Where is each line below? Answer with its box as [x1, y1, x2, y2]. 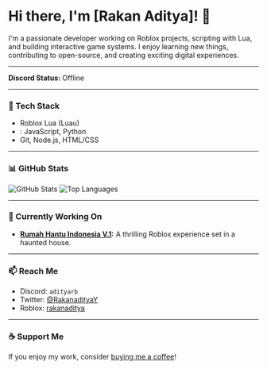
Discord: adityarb [19, 286, 78, 296]
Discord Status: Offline [8, 73, 85, 83]
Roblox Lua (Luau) [19, 118, 80, 128]
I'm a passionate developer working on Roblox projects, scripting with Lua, [8, 33, 253, 43]
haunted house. [19, 237, 72, 247]
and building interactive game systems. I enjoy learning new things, [8, 41, 229, 51]
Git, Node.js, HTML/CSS [19, 135, 99, 145]
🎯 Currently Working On [8, 211, 103, 222]
